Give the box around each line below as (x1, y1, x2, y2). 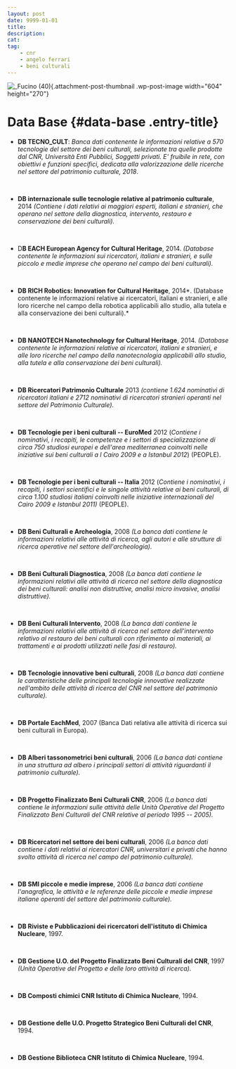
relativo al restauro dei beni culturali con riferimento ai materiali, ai (17, 634, 211, 642)
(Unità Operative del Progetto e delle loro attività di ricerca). (17, 964, 192, 973)
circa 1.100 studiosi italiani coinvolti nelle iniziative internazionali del (17, 492, 214, 501)
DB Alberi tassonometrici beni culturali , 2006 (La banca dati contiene (17, 753, 223, 762)
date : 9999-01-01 (7, 17, 58, 24)
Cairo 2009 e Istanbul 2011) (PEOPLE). (17, 500, 129, 508)
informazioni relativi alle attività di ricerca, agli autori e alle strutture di (17, 534, 222, 543)
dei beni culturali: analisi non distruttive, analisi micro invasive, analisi (17, 584, 220, 593)
